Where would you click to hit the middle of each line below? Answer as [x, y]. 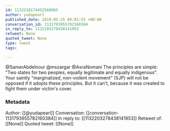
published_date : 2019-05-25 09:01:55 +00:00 [54, 19]
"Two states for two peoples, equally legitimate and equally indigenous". [81, 72]
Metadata [17, 101]
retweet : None [20, 34]
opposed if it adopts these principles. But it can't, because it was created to [85, 83]
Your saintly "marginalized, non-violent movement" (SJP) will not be [77, 77]
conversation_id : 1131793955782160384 [47, 24]
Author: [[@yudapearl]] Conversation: [45, 113]
